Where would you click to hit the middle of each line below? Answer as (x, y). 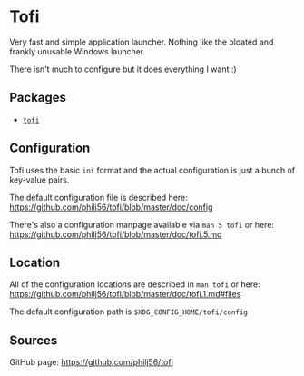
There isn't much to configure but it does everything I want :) (123, 69)
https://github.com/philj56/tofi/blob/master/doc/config (111, 207)
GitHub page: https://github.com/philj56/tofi (92, 362)
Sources (34, 340)
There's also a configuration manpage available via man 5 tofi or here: (142, 224)
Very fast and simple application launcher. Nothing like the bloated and (142, 42)
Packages (38, 98)
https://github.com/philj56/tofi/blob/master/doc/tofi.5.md (116, 234)
